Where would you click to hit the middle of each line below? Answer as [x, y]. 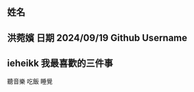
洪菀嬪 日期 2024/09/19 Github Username [97, 37]
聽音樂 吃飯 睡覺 [30, 81]
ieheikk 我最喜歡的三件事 [60, 64]
